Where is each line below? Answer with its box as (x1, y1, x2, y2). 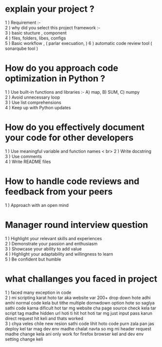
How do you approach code (5, 62, 118, 74)
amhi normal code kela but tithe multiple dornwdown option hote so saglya (5, 300, 155, 306)
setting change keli (5, 336, 43, 342)
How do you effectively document (5, 122, 145, 133)
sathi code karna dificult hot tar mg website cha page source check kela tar (5, 305, 157, 311)
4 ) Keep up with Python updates (5, 104, 71, 110)
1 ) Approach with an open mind (5, 202, 69, 208)
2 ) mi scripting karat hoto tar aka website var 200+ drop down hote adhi (5, 294, 151, 301)
